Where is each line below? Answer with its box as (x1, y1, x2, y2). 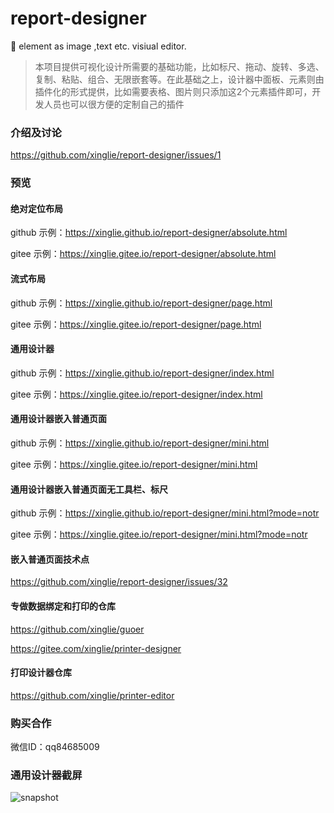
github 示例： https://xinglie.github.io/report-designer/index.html (10, 367, 275, 379)
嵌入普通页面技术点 (10, 553, 90, 565)
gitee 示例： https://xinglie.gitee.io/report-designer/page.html (10, 318, 262, 330)
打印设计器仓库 (10, 667, 72, 679)
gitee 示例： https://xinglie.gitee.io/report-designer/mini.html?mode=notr (10, 528, 308, 541)
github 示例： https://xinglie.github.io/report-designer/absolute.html (10, 227, 288, 239)
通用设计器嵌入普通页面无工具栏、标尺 (10, 483, 168, 495)
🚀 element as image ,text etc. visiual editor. (10, 40, 187, 52)
